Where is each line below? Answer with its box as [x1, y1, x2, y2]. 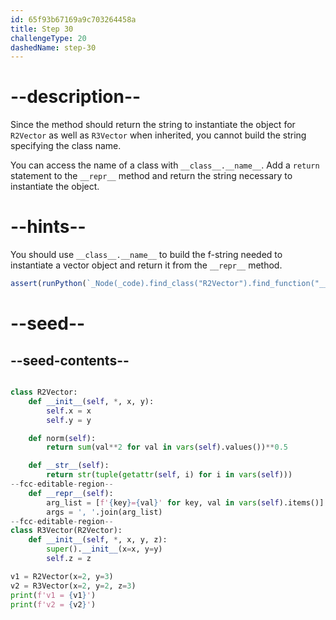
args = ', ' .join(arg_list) [46, 507, 163, 517]
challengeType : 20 [10, 33, 87, 43]
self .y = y [46, 415, 92, 425]
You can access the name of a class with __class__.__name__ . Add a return [10, 159, 320, 171]
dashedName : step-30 [10, 42, 97, 53]
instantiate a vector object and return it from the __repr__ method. [10, 259, 283, 271]
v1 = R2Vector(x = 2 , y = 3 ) [10, 571, 114, 581]
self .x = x [46, 406, 92, 416]
